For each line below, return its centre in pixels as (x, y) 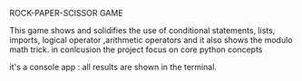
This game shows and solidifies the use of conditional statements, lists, (142, 30)
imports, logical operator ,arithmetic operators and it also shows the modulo (151, 40)
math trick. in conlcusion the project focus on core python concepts (136, 49)
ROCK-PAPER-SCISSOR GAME (67, 13)
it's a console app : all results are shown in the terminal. (113, 67)
